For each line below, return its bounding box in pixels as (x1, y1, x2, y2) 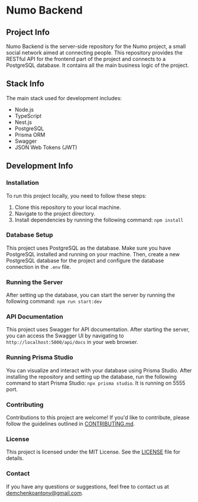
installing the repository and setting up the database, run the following (6, 373, 177, 380)
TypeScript (14, 112, 42, 119)
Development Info (6, 161, 73, 171)
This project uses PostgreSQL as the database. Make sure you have (6, 244, 171, 252)
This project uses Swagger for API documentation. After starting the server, (6, 326, 190, 333)
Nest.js (14, 118, 33, 125)
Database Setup (6, 231, 53, 239)
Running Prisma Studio (6, 353, 74, 362)
